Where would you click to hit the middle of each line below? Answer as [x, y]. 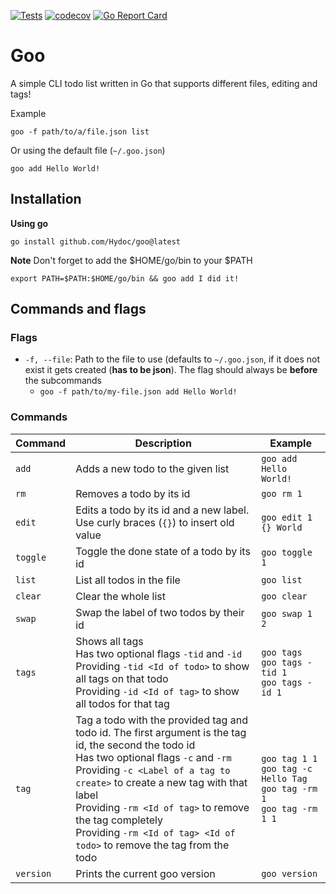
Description [163, 443]
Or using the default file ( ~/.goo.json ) [88, 150]
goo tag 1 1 [289, 758]
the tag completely [119, 820]
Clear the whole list [120, 596]
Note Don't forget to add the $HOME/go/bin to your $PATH [131, 260]
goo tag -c [287, 768]
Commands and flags [78, 309]
